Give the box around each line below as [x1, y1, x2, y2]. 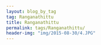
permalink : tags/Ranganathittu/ [6, 25, 85, 31]
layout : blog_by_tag [6, 8, 57, 15]
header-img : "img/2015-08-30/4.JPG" [6, 30, 96, 36]
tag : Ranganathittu [6, 14, 54, 20]
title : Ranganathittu [6, 19, 59, 25]
